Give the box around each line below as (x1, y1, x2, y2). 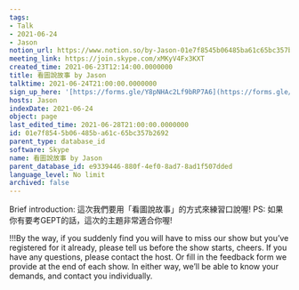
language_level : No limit (9, 170, 105, 179)
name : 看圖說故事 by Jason (9, 153, 102, 163)
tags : (9, 12, 29, 22)
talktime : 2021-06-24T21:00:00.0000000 (9, 79, 158, 88)
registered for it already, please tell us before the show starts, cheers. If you (9, 242, 287, 254)
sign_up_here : (9, 87, 62, 96)
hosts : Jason (9, 95, 58, 105)
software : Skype (9, 145, 69, 154)
